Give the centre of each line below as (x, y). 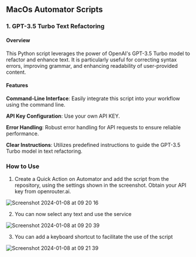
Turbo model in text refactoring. (44, 151)
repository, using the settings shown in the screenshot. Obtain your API (100, 185)
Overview (18, 40)
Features (17, 85)
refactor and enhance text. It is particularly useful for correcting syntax (92, 59)
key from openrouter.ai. (43, 191)
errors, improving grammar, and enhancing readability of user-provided (92, 66)
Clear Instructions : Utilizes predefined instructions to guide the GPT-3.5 (93, 145)
